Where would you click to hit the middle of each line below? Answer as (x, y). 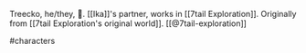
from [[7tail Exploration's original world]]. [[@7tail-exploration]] (128, 23)
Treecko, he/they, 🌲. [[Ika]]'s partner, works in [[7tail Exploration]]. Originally (153, 14)
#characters (32, 41)
